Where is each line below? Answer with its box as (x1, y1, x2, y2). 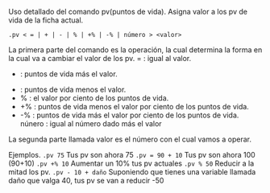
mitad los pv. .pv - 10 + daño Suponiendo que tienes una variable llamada (8, 167, 256, 176)
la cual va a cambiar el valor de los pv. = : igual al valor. (8, 54, 192, 63)
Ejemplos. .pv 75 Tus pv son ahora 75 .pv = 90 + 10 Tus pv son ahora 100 (8, 150, 255, 159)
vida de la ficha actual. (8, 15, 84, 25)
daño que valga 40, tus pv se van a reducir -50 (8, 176, 164, 185)
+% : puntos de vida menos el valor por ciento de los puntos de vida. (19, 102, 250, 111)
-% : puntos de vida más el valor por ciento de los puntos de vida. (19, 110, 239, 120)
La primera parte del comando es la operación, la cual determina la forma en (8, 45, 263, 55)
